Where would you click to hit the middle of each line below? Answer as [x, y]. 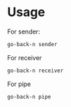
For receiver [25, 57]
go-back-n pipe [29, 97]
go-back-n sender [32, 44]
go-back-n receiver [35, 71]
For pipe [19, 84]
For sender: [24, 31]
